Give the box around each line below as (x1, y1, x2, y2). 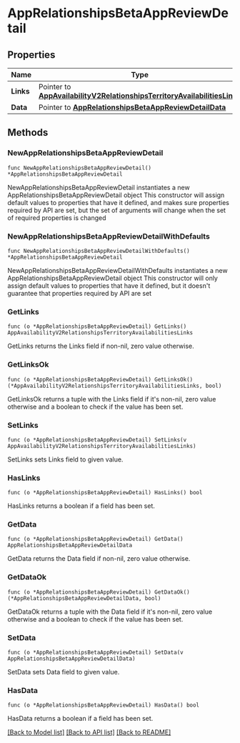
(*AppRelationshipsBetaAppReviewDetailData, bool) (7, 594, 161, 602)
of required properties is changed (7, 213, 106, 222)
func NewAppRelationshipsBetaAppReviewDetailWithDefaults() (7, 247, 191, 254)
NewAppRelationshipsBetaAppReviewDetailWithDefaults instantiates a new (7, 266, 228, 274)
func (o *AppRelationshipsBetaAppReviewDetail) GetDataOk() (7, 588, 191, 596)
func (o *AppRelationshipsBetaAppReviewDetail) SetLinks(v (7, 436, 187, 444)
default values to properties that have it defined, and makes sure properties (7, 198, 230, 206)
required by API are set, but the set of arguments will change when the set (7, 206, 226, 214)
